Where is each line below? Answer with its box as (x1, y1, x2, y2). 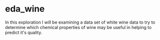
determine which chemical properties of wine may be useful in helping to (5, 24, 152, 30)
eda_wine (5, 3, 45, 14)
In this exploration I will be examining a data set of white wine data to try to (5, 19, 156, 25)
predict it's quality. (5, 29, 42, 35)
